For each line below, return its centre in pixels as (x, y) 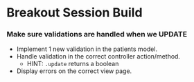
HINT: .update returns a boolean (73, 64)
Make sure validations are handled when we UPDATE (97, 34)
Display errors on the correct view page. (74, 71)
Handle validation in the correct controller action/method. (98, 57)
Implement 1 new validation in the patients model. (87, 49)
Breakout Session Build (74, 13)
